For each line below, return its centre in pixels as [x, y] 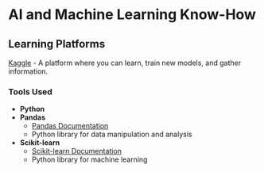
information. [28, 71]
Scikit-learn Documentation [76, 151]
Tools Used [31, 91]
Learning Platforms [57, 44]
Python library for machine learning [89, 159]
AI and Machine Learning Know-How [132, 15]
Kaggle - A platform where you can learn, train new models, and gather [124, 63]
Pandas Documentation [70, 126]
